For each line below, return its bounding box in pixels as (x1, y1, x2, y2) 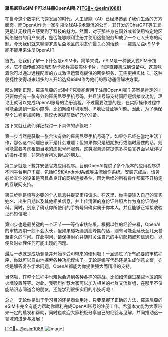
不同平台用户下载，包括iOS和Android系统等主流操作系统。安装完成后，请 (5, 169, 156, 175)
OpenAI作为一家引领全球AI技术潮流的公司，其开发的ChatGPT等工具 (22, 22, 161, 28)
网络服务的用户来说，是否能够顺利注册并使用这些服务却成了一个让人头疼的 (5, 35, 158, 40)
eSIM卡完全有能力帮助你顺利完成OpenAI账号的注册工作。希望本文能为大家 (5, 303, 158, 309)
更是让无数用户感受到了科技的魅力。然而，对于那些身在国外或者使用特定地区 (5, 28, 163, 34)
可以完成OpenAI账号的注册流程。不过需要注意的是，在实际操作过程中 (18, 100, 161, 105)
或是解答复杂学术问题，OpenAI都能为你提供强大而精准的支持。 (5, 263, 135, 269)
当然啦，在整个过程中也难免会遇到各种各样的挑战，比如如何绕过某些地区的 (5, 274, 158, 280)
